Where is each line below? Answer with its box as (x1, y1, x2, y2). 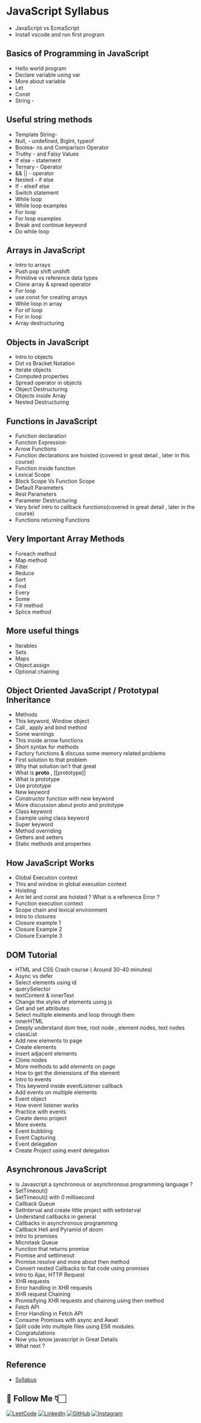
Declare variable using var (15, 71, 81, 78)
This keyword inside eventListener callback (15, 1082, 123, 1090)
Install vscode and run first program (15, 30, 105, 38)
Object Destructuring (15, 386, 68, 393)
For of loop (15, 306, 43, 314)
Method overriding (15, 827, 62, 834)
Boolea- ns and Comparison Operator (15, 144, 109, 151)
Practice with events (15, 1108, 67, 1115)
